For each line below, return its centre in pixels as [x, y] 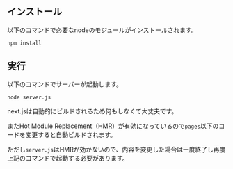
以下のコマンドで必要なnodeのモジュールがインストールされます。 [102, 30]
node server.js [29, 97]
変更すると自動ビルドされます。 [71, 134]
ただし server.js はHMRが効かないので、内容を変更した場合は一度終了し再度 [116, 149]
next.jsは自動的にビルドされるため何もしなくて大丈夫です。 [93, 111]
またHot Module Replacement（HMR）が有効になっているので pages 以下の [113, 126]
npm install [24, 43]
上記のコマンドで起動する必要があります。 [68, 158]
